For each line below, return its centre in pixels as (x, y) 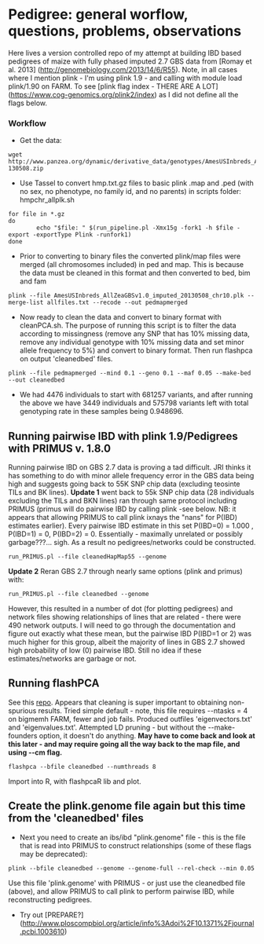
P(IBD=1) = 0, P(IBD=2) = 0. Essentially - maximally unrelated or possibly (126, 534)
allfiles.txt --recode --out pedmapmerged (117, 303)
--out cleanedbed (37, 380)
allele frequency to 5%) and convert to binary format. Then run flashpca (136, 350)
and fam (33, 281)
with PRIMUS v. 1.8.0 (60, 448)
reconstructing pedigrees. (50, 899)
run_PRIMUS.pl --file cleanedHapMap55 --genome (88, 557)
